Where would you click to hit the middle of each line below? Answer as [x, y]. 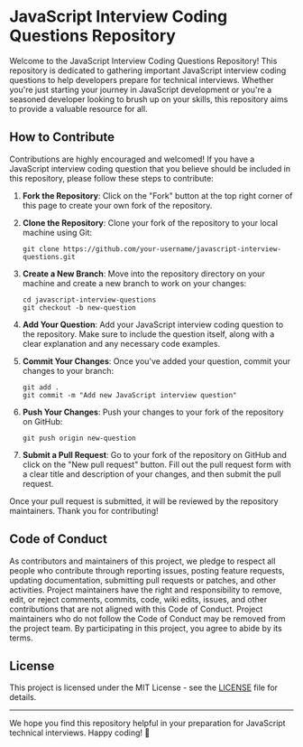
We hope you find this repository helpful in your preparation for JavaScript [147, 724]
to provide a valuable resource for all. [78, 108]
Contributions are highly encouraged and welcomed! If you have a [132, 159]
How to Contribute [62, 137]
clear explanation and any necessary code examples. [121, 343]
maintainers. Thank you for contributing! [84, 510]
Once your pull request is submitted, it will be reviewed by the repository [144, 501]
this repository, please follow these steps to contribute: [111, 178]
